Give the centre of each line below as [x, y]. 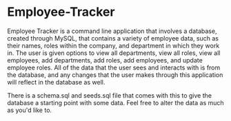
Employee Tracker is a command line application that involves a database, [112, 31]
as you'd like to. [30, 110]
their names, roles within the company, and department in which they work [113, 45]
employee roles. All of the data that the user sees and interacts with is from [114, 67]
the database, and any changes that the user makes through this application [115, 75]
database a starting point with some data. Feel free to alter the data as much [115, 102]
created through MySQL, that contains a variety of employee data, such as [113, 38]
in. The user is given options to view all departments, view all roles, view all [114, 53]
